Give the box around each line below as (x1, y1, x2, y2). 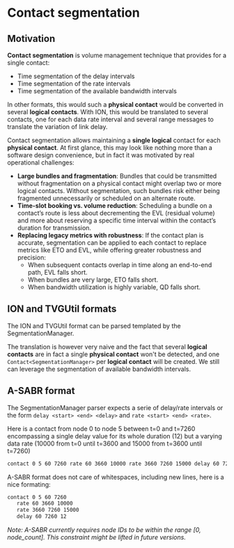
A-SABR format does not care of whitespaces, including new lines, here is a (7, 473, 224, 481)
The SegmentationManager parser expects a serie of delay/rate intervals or (7, 403, 224, 412)
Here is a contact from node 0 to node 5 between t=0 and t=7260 (7, 424, 196, 433)
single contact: (7, 59, 50, 67)
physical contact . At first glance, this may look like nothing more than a (7, 144, 212, 151)
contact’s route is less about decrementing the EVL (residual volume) (17, 209, 215, 217)
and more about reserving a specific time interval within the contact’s (17, 216, 217, 224)
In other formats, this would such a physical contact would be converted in (7, 100, 224, 109)
